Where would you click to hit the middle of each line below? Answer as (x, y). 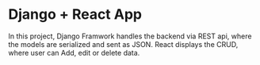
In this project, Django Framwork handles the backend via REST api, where (130, 36)
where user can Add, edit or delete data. (74, 52)
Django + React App (75, 14)
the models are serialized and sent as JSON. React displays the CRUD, (123, 44)
